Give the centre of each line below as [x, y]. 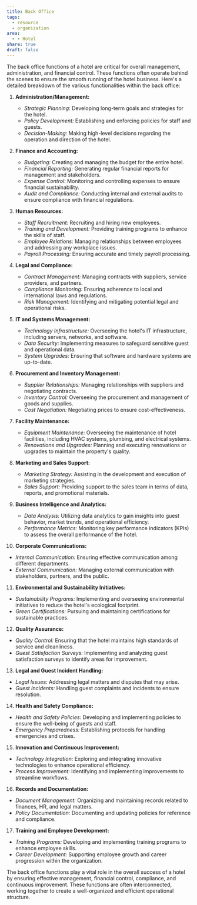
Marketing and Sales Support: [53, 463]
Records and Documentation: [52, 788]
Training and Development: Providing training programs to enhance [106, 229]
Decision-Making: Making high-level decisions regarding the [97, 133]
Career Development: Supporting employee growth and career [91, 854]
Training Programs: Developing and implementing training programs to [101, 841]
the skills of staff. [45, 235]
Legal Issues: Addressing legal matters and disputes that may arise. [97, 682]
